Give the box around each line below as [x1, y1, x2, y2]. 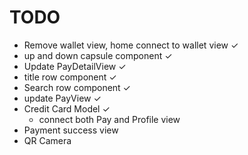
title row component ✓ [23, 71, 117, 83]
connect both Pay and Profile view [38, 113, 181, 125]
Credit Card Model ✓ [23, 102, 111, 115]
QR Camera [23, 134, 72, 146]
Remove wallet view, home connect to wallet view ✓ [23, 39, 239, 51]
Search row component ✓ [23, 81, 131, 93]
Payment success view [23, 124, 119, 136]
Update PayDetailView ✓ [23, 60, 127, 72]
